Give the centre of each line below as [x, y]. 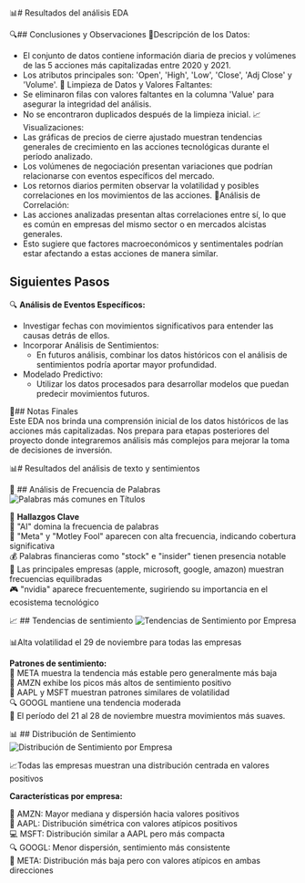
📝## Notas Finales [44, 411]
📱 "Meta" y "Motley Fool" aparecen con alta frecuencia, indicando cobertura [153, 535]
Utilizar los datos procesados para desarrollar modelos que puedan [163, 384]
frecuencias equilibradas [56, 578]
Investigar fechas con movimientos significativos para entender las [148, 326]
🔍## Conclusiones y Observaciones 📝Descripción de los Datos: [130, 34]
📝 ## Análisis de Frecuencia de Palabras [85, 489]
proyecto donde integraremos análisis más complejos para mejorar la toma [149, 440]
